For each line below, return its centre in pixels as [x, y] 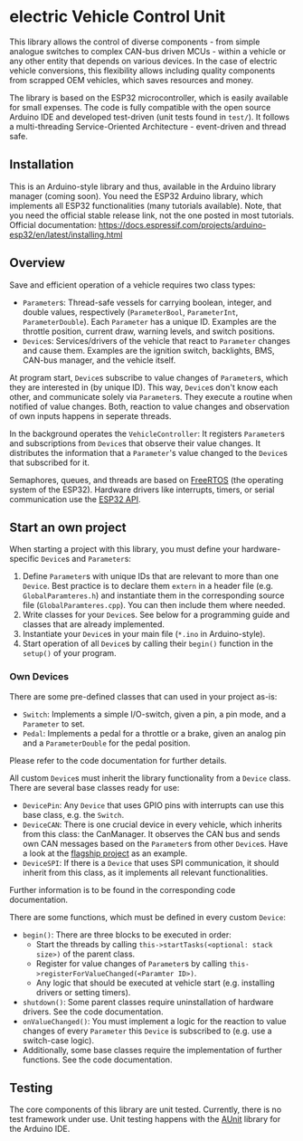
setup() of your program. [69, 653]
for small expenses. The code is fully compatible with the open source [140, 107]
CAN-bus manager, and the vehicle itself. [99, 360]
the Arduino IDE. [40, 1129]
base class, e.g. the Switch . [73, 814]
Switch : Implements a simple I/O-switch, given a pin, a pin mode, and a [154, 714]
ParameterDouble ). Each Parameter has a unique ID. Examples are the [150, 321]
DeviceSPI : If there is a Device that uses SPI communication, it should [151, 862]
